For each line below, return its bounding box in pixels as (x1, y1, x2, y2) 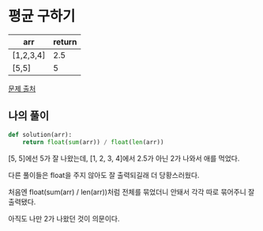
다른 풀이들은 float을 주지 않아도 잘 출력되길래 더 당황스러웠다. (8, 170, 200, 180)
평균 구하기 (8, 7, 76, 25)
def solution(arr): (8, 131, 73, 138)
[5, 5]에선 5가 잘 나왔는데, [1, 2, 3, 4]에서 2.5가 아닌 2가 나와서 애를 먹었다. (8, 153, 240, 163)
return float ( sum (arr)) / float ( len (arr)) (22, 138, 164, 146)
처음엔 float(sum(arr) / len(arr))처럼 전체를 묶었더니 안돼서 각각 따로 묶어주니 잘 (8, 187, 255, 196)
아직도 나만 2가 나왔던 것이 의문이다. (8, 214, 120, 223)
